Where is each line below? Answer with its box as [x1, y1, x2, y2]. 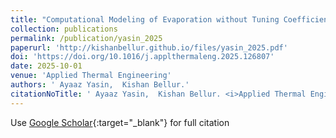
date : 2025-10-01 [10, 61, 83, 71]
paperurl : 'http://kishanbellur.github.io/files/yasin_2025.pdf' [10, 42, 288, 53]
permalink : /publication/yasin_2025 [10, 33, 163, 43]
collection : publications [10, 24, 118, 34]
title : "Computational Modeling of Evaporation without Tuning [10, 14, 280, 25]
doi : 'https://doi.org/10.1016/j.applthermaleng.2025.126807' [10, 52, 275, 62]
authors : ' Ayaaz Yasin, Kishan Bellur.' [10, 80, 190, 90]
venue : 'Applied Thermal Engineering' [10, 71, 172, 81]
